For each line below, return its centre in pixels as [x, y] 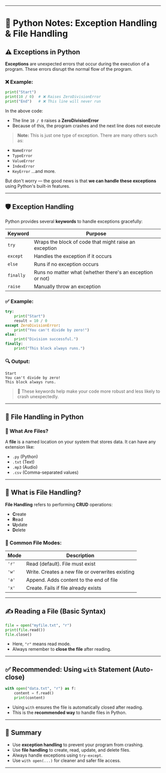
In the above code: [24, 111]
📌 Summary [23, 733]
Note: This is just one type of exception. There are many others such [87, 135]
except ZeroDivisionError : [33, 325]
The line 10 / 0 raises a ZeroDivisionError [56, 120]
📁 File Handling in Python [44, 417]
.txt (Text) [23, 462]
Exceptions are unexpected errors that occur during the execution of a [77, 64]
